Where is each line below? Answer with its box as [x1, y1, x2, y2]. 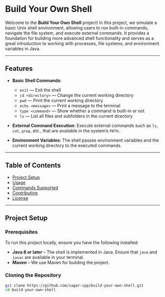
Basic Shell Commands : [12, 77, 62, 83]
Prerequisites [5, 228, 38, 235]
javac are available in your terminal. [12, 254, 84, 260]
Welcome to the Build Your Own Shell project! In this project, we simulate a [5, 20, 157, 25]
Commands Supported [12, 185, 58, 191]
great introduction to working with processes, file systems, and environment [5, 40, 160, 46]
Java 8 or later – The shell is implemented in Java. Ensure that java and [12, 249, 157, 255]
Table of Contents [5, 161, 61, 170]
